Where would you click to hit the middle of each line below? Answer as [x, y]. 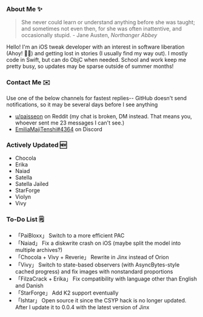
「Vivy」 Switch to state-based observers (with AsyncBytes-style [97, 265]
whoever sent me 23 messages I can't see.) [70, 123]
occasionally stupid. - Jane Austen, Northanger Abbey [89, 35]
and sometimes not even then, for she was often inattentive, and [101, 29]
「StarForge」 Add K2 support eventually [67, 293]
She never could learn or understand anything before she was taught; [108, 22]
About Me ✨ [24, 9]
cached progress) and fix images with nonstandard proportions [94, 271]
